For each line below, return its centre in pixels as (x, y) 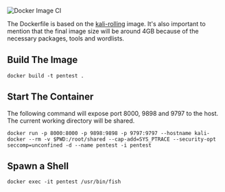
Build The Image (43, 60)
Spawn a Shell (38, 166)
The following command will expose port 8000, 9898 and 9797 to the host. (113, 113)
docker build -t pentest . (46, 75)
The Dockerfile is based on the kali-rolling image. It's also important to (106, 24)
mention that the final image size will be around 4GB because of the (103, 31)
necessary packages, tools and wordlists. (66, 38)
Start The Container (50, 97)
